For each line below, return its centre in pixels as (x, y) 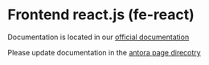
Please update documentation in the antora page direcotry (104, 52)
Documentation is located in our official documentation (98, 37)
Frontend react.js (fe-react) (101, 15)
